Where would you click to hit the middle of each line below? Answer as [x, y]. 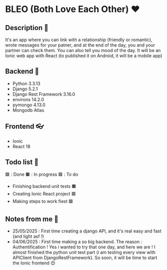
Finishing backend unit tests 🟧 [44, 186]
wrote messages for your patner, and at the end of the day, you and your [80, 45]
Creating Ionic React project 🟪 [44, 194]
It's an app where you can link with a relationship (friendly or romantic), [79, 40]
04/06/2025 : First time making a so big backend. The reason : [77, 242]
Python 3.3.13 [26, 83]
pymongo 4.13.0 [29, 105]
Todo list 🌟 [22, 162]
